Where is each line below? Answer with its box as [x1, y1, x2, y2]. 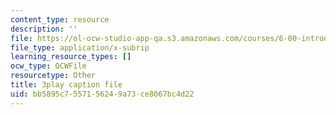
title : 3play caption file [10, 80, 123, 90]
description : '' [10, 24, 78, 34]
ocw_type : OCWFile [10, 61, 87, 71]
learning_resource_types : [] [10, 52, 132, 62]
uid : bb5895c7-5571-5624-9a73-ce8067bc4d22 [10, 89, 195, 99]
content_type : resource [10, 14, 110, 25]
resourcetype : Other [10, 71, 97, 81]
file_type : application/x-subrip [10, 42, 150, 53]
